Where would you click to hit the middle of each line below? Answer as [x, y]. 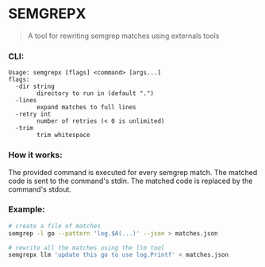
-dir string [35, 87]
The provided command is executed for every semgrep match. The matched [133, 172]
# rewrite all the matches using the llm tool [86, 248]
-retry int [33, 114]
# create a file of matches [55, 226]
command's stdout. [40, 189]
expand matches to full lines [86, 108]
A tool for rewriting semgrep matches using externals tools [123, 36]
